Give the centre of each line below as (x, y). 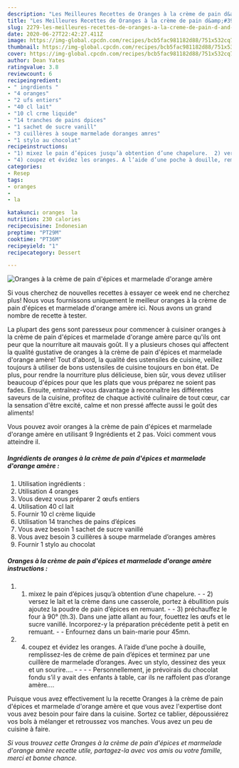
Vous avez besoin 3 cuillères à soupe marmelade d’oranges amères (117, 537)
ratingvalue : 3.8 (33, 67)
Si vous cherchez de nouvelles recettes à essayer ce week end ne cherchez (119, 293)
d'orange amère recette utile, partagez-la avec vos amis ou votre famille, (115, 751)
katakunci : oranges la (43, 213)
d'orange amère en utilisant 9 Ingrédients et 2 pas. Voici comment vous (112, 434)
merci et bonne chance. (42, 758)
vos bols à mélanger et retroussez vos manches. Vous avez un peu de (110, 722)
